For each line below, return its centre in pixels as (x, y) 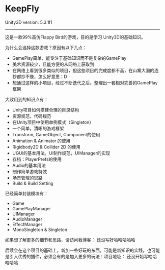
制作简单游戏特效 (29, 171)
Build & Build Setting (33, 183)
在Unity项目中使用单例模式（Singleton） (53, 122)
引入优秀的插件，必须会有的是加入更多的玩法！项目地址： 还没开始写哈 (81, 256)
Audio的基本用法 (29, 165)
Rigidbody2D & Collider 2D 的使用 (46, 147)
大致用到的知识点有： (27, 99)
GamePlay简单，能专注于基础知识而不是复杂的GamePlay (69, 58)
